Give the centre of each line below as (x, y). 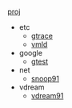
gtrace (42, 36)
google (31, 53)
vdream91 (47, 96)
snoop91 (45, 79)
